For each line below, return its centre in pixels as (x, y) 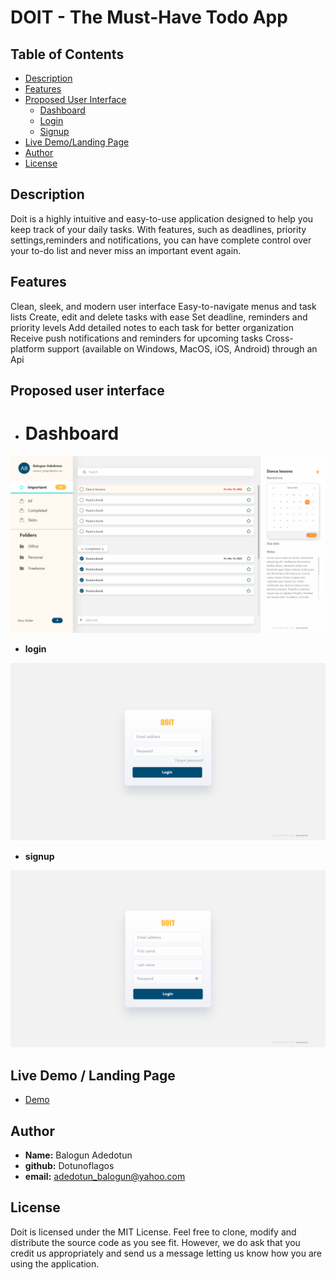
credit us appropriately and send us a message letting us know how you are (166, 1253)
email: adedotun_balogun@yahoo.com (105, 1177)
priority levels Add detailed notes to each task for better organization (152, 327)
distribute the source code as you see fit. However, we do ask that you (155, 1242)
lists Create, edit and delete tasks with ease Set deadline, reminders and (159, 317)
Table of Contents (67, 54)
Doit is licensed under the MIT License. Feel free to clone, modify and (153, 1232)
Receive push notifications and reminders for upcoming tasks (136, 338)
